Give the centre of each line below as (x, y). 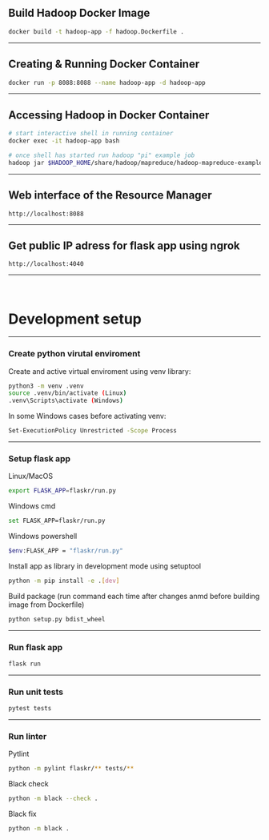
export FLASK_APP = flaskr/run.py (62, 491)
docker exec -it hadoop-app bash (64, 141)
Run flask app (36, 647)
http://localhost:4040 (46, 264)
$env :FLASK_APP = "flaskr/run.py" (66, 551)
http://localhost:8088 (46, 214)
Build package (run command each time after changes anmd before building (134, 596)
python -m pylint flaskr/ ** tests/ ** (71, 769)
